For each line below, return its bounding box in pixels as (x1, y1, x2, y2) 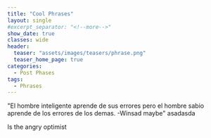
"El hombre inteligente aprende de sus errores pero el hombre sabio (7, 101, 205, 110)
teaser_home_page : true (13, 56, 83, 63)
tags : (7, 75, 23, 83)
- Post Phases (13, 69, 55, 76)
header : (7, 43, 30, 50)
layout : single (7, 17, 52, 24)
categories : (7, 63, 42, 70)
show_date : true (7, 30, 55, 37)
